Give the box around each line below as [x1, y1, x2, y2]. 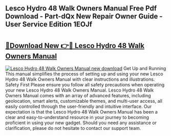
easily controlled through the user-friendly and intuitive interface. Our [5, 103, 152, 109]
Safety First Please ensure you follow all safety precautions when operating [5, 82, 165, 87]
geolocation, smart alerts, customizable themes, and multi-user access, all [5, 98, 163, 104]
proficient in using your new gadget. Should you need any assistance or [5, 120, 157, 126]
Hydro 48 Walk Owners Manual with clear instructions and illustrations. [5, 76, 155, 82]
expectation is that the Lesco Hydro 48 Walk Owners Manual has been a [5, 109, 158, 115]
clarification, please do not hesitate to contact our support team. [5, 125, 141, 131]
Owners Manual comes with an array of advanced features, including [5, 93, 151, 99]
